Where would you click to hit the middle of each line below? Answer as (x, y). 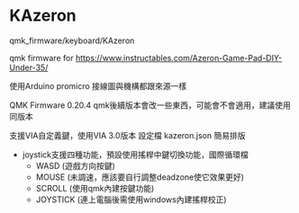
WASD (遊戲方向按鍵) (75, 165)
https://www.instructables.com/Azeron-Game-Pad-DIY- (179, 58)
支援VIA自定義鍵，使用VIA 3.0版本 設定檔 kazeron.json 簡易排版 (127, 135)
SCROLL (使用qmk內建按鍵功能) (95, 188)
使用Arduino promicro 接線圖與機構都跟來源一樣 (98, 85)
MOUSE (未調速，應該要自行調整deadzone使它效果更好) (140, 177)
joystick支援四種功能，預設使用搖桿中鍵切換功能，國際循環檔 (136, 155)
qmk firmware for (41, 58)
